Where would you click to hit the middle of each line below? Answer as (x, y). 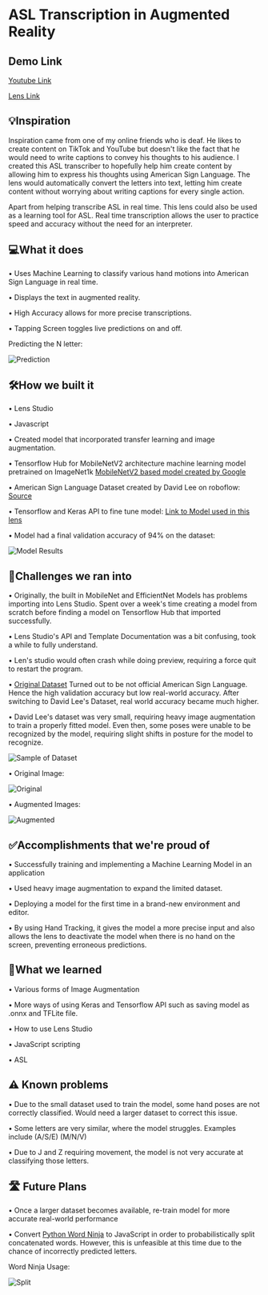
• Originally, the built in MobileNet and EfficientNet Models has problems (128, 596)
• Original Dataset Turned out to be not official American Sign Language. (128, 685)
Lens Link (24, 96)
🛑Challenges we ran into (70, 576)
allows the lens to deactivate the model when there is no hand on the (122, 937)
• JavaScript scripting (44, 1044)
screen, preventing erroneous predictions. (78, 945)
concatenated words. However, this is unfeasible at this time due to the (125, 1242)
